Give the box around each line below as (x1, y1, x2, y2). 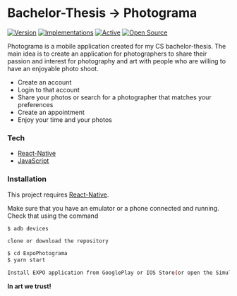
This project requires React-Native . (7, 190, 109, 199)
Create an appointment (17, 108, 85, 116)
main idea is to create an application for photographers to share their (7, 49, 207, 58)
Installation (7, 174, 47, 184)
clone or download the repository (7, 238, 109, 245)
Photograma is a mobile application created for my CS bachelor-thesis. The (7, 42, 226, 50)
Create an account (17, 78, 72, 86)
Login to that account (17, 85, 80, 94)
